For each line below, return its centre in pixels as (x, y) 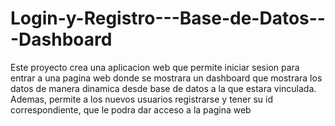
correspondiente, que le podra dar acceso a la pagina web (131, 109)
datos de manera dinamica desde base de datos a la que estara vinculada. (163, 88)
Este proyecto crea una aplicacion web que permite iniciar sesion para (155, 67)
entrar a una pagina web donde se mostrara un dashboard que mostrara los (166, 78)
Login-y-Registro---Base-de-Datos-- (168, 18)
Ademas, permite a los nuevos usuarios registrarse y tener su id (141, 99)
